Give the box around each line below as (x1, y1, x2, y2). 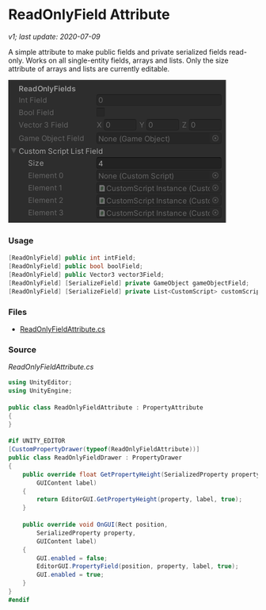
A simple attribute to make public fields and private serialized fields (8, 47, 227, 56)
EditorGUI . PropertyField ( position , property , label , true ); (36, 562, 239, 570)
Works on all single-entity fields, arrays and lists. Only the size (25, 56, 230, 65)
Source (8, 343, 37, 355)
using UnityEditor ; (8, 378, 73, 386)
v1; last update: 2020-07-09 (8, 32, 101, 41)
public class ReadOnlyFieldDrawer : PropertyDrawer (8, 454, 182, 462)
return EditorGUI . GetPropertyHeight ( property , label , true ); (36, 496, 243, 504)
